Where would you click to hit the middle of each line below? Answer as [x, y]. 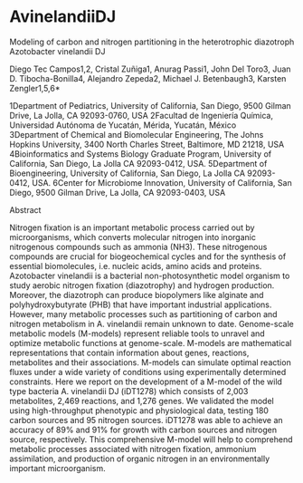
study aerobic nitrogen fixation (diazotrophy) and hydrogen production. [142, 285]
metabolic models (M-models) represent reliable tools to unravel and [137, 333]
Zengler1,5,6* [35, 88]
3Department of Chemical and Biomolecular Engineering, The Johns [137, 134]
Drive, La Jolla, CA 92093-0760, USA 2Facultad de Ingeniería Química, [142, 115]
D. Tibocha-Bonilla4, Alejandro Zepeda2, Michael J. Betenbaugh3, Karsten [148, 78]
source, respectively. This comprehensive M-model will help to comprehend [151, 439]
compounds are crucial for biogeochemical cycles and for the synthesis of [148, 256]
